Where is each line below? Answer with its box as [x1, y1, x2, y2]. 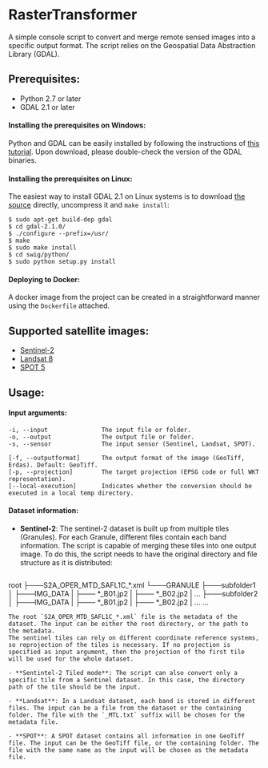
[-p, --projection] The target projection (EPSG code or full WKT [8, 467, 260, 476]
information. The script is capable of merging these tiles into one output [19, 540, 257, 550]
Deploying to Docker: [8, 274, 80, 284]
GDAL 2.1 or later [19, 102, 76, 111]
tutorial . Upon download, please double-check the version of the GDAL [8, 147, 242, 156]
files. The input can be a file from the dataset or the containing [8, 704, 242, 712]
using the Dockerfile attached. [8, 301, 110, 310]
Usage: [8, 386, 46, 399]
